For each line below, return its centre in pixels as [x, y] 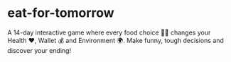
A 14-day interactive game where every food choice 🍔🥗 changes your [109, 32]
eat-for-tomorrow [61, 13]
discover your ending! [39, 50]
